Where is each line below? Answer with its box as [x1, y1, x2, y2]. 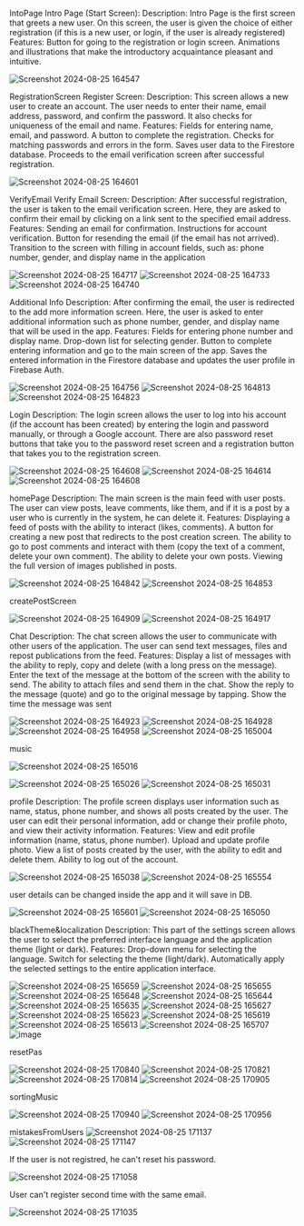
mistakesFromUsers [9, 1127, 84, 1137]
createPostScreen [9, 595, 77, 606]
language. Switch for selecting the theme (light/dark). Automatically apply [9, 953, 285, 964]
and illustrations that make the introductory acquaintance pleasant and [9, 46, 274, 57]
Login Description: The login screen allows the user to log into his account [9, 409, 287, 420]
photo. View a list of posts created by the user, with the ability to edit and [9, 844, 283, 855]
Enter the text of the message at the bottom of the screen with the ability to [9, 670, 290, 680]
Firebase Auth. [9, 364, 64, 375]
